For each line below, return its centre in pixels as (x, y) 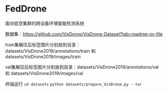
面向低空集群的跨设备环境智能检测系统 (45, 23)
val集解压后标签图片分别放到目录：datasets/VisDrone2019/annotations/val (82, 67)
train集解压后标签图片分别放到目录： (43, 44)
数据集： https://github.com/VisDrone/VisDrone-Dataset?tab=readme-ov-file (84, 34)
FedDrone (26, 9)
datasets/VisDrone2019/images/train (43, 56)
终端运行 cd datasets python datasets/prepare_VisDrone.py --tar (74, 84)
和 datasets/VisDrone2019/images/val (44, 73)
